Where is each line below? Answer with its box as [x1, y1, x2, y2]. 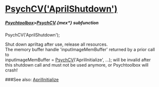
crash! [5, 67, 18, 73]
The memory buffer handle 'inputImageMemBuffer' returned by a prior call [5, 47, 155, 52]
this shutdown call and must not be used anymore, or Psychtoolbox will [5, 62, 149, 68]
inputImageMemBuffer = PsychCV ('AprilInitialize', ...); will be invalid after [5, 57, 151, 63]
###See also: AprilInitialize [5, 77, 59, 83]
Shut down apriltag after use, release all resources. [5, 41, 108, 47]
